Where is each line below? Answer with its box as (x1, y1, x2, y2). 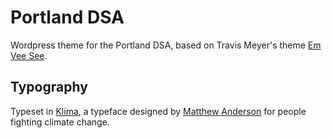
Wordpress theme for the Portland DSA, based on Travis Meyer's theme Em (10, 39, 322, 51)
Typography (10, 79, 88, 96)
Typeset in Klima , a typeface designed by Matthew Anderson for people (10, 105, 307, 117)
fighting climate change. (10, 116, 110, 128)
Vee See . (10, 49, 48, 61)
